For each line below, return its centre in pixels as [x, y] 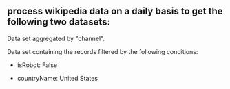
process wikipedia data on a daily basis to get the [115, 11]
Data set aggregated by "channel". [56, 38]
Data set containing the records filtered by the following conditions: [103, 51]
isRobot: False [37, 65]
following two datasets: [59, 22]
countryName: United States [57, 78]
